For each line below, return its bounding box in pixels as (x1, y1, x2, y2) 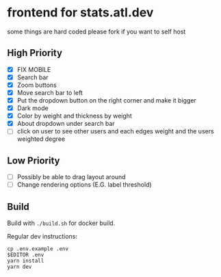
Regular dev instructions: (7, 233, 77, 241)
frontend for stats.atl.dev (7, 5, 154, 21)
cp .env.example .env (7, 246, 69, 252)
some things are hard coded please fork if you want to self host (7, 27, 186, 36)
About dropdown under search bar (16, 120, 115, 128)
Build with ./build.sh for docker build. (7, 219, 116, 227)
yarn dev (7, 263, 32, 271)
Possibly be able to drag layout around (16, 173, 126, 181)
